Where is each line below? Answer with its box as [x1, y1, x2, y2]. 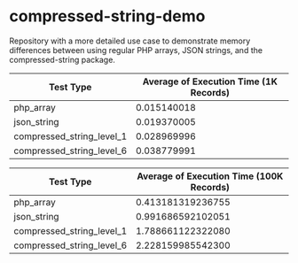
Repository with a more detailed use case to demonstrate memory [9, 35, 251, 46]
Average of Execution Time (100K [137, 170, 284, 182]
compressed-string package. [9, 54, 115, 65]
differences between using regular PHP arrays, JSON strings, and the [9, 44, 263, 55]
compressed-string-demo [9, 6, 206, 27]
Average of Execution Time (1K [142, 75, 278, 88]
